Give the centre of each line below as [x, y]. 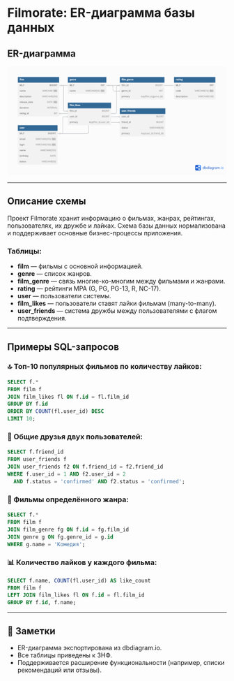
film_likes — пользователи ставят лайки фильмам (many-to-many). [117, 303]
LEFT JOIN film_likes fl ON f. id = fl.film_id [76, 595]
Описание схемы [47, 202]
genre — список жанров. [55, 274]
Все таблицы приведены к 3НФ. [65, 655]
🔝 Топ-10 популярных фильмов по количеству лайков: [104, 367]
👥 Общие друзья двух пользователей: [75, 437]
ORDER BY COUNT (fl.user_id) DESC [56, 411]
